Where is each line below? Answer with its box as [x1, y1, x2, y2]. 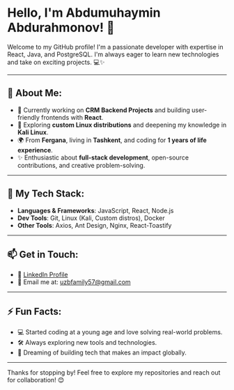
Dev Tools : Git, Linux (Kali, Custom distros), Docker [17, 214, 165, 222]
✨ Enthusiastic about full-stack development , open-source [17, 153, 189, 162]
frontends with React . [41, 113, 104, 121]
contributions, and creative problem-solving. [17, 161, 146, 169]
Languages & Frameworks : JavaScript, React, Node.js [17, 206, 174, 214]
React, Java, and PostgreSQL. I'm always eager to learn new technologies [7, 50, 219, 58]
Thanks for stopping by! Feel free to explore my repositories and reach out [7, 368, 221, 377]
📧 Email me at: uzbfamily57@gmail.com [17, 278, 131, 286]
